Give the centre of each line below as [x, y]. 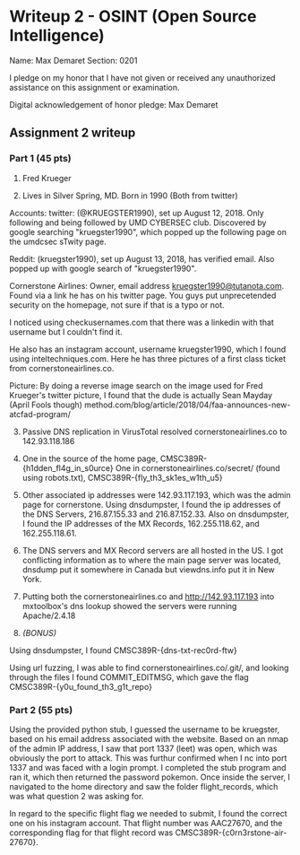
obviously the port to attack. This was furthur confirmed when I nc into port [148, 758]
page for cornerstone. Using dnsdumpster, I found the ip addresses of [151, 504]
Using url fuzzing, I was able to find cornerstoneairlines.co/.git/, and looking [149, 667]
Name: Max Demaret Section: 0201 [73, 60]
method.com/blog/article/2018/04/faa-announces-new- [188, 405]
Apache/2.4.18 [49, 615]
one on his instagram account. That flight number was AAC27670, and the [146, 823]
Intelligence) [57, 35]
